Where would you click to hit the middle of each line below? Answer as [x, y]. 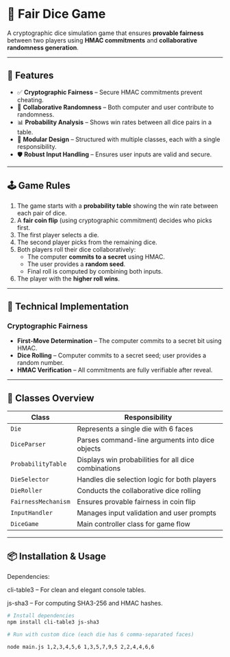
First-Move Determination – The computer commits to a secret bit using [119, 341]
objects [89, 449]
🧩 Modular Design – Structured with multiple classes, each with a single [118, 139]
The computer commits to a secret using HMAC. [96, 256]
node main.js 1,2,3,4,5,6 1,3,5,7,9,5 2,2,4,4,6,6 [81, 647]
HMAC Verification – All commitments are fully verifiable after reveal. [115, 370]
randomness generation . [43, 47]
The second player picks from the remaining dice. [87, 242]
